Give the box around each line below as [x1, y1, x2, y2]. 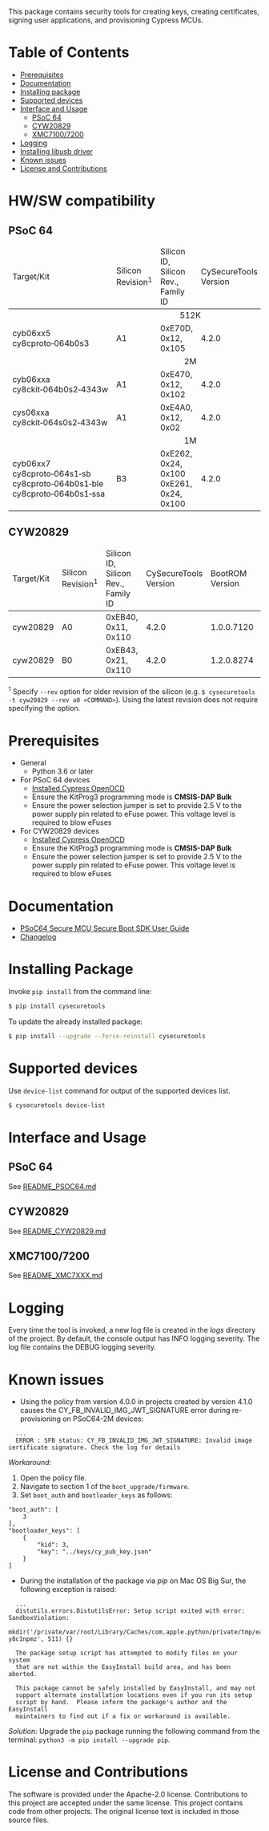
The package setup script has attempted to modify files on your [15, 1649, 239, 1658]
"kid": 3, [37, 1541, 70, 1549]
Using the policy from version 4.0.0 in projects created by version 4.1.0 [19, 1397, 253, 1407]
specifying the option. [8, 704, 81, 713]
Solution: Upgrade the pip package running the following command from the [8, 1727, 260, 1736]
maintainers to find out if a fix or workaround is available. [15, 1712, 231, 1720]
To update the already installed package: [8, 1017, 143, 1026]
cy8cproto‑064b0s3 [12, 337, 90, 348]
